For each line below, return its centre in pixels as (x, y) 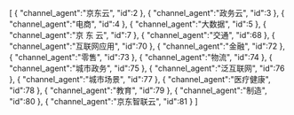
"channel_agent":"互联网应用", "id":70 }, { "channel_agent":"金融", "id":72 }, (147, 46)
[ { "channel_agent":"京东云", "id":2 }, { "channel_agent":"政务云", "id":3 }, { (147, 13)
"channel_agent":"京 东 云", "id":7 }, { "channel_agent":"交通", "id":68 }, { (142, 35)
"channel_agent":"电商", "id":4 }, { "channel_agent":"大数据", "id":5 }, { (138, 24)
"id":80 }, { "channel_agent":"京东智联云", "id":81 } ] (103, 101)
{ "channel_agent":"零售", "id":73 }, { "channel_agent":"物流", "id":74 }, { (141, 57)
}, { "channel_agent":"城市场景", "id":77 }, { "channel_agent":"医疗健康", (140, 79)
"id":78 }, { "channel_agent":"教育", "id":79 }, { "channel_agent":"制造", (139, 90)
